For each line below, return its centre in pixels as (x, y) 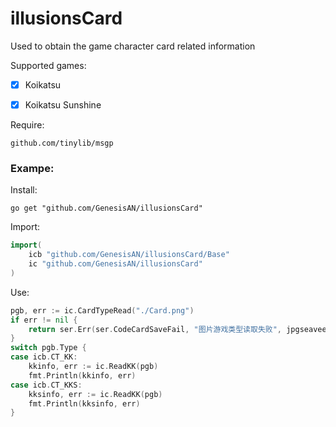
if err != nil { (44, 320)
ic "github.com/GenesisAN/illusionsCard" (115, 264)
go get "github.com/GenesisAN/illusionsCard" (106, 208)
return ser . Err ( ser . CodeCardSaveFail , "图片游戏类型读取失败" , (155, 329)
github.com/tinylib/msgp (62, 143)
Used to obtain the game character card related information (133, 46)
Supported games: (48, 65)
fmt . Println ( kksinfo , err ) (84, 403)
